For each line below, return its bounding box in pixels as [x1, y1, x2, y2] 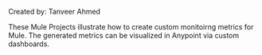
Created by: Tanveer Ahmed [8, 7, 101, 16]
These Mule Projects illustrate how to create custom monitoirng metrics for [8, 22, 254, 31]
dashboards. [8, 39, 50, 49]
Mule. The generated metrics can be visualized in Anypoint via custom [8, 31, 240, 40]
